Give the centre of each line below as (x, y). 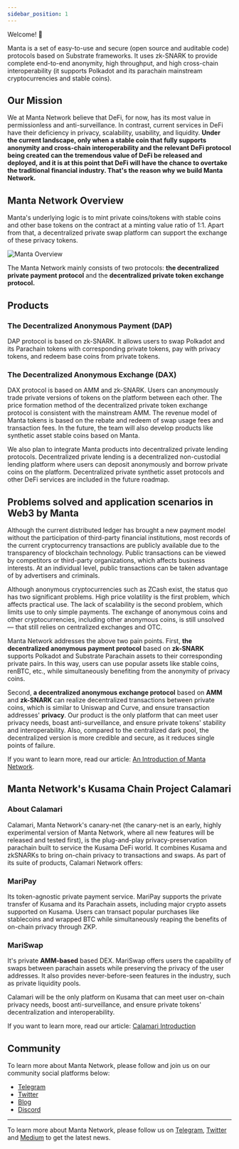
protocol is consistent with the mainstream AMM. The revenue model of (112, 413)
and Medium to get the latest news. (59, 1138)
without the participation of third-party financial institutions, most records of (119, 538)
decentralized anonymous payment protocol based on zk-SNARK (106, 649)
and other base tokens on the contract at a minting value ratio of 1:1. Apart (116, 226)
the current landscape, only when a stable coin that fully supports (107, 140)
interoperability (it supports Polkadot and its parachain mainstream (105, 70)
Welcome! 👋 (25, 34)
